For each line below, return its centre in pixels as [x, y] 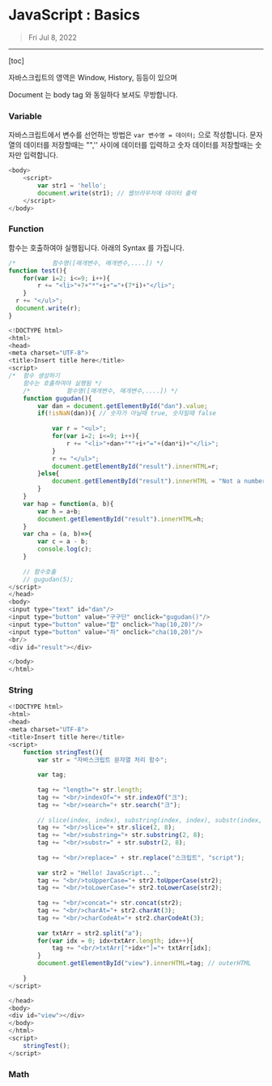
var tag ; [52, 775]
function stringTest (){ [63, 752]
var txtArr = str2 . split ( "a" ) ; [90, 933]
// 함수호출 [40, 572]
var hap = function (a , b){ [68, 504]
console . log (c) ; [65, 549]
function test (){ [38, 270]
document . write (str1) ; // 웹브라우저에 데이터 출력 [117, 193]
